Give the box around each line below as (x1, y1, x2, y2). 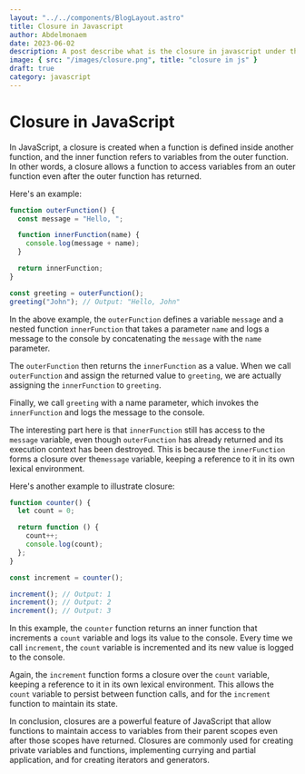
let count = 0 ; (17, 506, 75, 516)
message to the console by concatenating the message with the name (9, 332, 261, 343)
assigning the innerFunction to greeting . (9, 379, 162, 391)
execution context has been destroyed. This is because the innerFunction (9, 443, 286, 454)
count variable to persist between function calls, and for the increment (9, 689, 271, 700)
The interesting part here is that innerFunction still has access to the (9, 424, 266, 435)
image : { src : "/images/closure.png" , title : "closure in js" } (9, 55, 258, 64)
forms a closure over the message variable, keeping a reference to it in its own (9, 453, 295, 464)
